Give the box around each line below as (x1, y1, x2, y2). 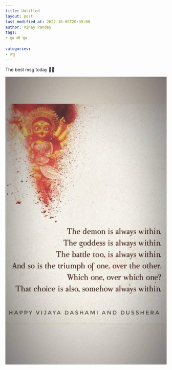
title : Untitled (5, 8, 40, 13)
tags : (5, 30, 17, 35)
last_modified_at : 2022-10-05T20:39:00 (5, 19, 91, 24)
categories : (5, 46, 31, 51)
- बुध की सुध (5, 35, 28, 41)
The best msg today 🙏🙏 (5, 66, 55, 72)
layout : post (5, 13, 33, 19)
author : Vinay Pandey (5, 25, 52, 30)
